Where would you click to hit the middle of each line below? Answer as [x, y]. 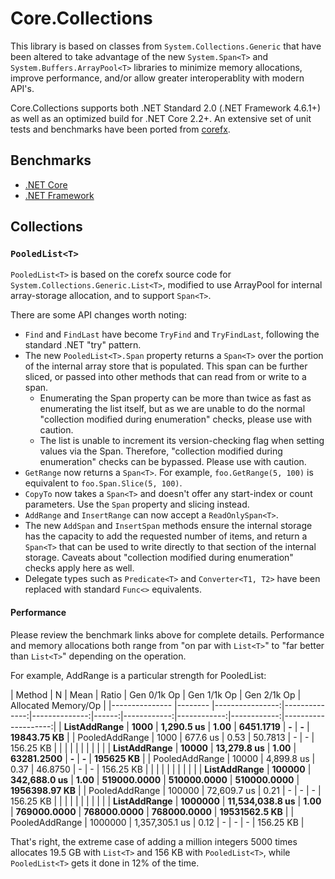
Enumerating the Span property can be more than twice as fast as [175, 398]
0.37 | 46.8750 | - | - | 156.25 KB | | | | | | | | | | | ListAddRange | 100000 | [161, 769]
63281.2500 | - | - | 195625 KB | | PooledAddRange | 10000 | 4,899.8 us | [163, 758]
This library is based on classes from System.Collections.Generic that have [166, 46]
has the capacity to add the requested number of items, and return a [166, 536]
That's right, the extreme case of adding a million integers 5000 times [154, 841]
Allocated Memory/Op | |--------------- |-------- [110, 705]
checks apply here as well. [79, 568]
